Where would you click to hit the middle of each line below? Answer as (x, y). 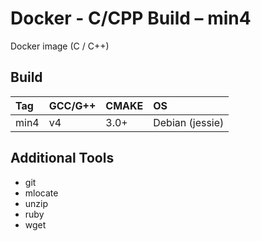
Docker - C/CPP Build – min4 (131, 18)
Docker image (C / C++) (60, 46)
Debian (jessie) (189, 122)
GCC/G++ (72, 105)
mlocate (41, 193)
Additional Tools (62, 158)
